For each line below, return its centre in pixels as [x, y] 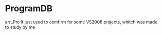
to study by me [20, 27]
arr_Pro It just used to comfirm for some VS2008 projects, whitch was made [81, 22]
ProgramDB [29, 9]
